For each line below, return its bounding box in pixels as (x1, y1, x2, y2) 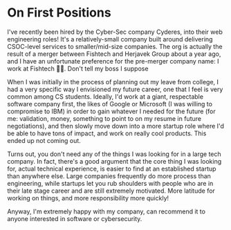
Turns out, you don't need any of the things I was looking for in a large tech (7, 150, 221, 158)
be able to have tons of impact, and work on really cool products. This (7, 129, 207, 137)
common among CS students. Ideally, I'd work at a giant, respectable (7, 92, 204, 101)
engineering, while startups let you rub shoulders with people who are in (7, 179, 214, 187)
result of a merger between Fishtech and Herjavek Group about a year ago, (7, 50, 221, 58)
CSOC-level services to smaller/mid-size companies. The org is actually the (7, 42, 223, 50)
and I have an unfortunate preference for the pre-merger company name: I (7, 57, 219, 65)
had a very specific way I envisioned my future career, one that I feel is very (7, 85, 223, 93)
